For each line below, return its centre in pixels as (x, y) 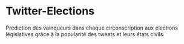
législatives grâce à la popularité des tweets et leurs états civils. (85, 34)
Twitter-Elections (50, 11)
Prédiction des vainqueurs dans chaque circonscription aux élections (92, 28)
